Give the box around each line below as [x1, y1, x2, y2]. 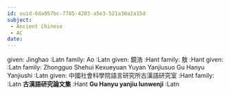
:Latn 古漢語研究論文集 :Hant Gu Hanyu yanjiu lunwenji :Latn [7, 80, 180, 88]
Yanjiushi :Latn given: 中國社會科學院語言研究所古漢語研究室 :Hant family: [7, 72, 215, 80]
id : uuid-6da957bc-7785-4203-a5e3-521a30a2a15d [7, 10, 146, 17]
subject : [7, 17, 32, 23]
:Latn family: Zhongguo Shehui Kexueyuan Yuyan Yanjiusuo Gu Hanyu [7, 63, 205, 72]
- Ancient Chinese [10, 23, 63, 30]
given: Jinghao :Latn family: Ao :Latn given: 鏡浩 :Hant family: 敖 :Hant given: [7, 56, 224, 64]
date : [7, 36, 23, 43]
